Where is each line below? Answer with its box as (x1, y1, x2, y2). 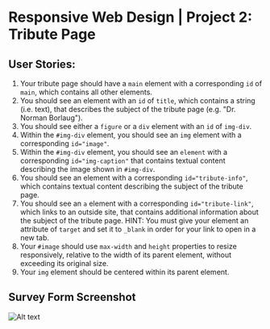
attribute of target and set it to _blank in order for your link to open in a (19, 224, 256, 234)
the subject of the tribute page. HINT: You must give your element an (19, 216, 249, 225)
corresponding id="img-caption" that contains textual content (19, 156, 226, 165)
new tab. (19, 233, 50, 242)
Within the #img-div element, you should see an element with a (19, 148, 228, 156)
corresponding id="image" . (19, 139, 110, 148)
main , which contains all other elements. (19, 87, 153, 97)
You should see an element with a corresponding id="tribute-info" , (19, 173, 248, 182)
